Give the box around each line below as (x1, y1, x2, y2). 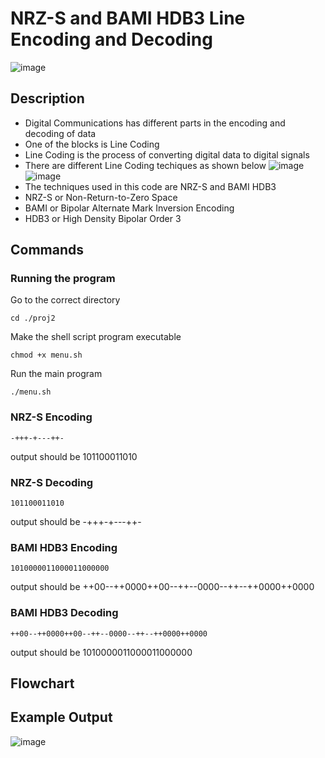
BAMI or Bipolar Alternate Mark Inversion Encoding (24, 202, 235, 214)
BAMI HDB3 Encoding (10, 540, 118, 554)
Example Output (10, 709, 113, 726)
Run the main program (10, 368, 103, 380)
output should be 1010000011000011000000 (10, 646, 193, 658)
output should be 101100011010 (10, 450, 138, 462)
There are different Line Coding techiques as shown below (24, 159, 267, 171)
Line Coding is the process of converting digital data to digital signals (24, 148, 310, 161)
